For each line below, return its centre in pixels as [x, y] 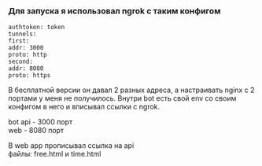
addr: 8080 [26, 68]
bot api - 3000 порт [41, 122]
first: [19, 41]
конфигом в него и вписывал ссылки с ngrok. [84, 107]
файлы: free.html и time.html [55, 154]
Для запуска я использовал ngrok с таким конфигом [114, 11]
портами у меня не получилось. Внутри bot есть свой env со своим [122, 98]
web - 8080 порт [36, 131]
